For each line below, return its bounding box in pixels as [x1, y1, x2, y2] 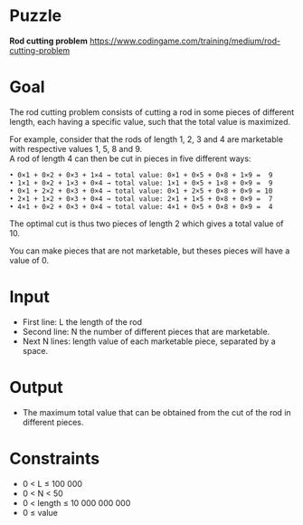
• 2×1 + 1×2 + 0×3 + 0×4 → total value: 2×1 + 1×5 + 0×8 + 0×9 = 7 [9, 194, 273, 204]
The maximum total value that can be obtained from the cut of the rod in [22, 406, 291, 417]
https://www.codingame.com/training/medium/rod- [89, 35, 281, 46]
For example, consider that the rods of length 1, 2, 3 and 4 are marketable [9, 133, 283, 145]
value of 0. [9, 254, 50, 265]
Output [9, 377, 63, 397]
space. [22, 345, 48, 356]
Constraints [9, 448, 100, 469]
